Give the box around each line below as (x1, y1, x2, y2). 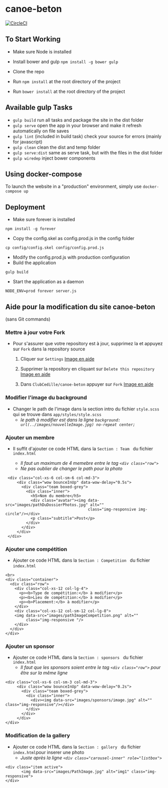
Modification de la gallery (5, 732, 70, 739)
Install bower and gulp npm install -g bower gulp (12, 58, 119, 65)
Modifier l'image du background (5, 394, 87, 401)
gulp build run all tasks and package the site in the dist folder (12, 116, 144, 123)
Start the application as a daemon (12, 279, 85, 285)
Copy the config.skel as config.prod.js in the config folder (12, 235, 135, 242)
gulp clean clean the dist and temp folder (12, 144, 101, 150)
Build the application (12, 260, 56, 266)
